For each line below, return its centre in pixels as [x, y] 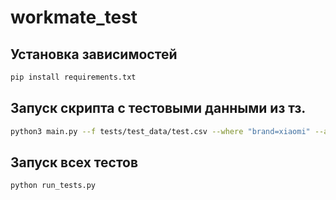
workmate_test [74, 17]
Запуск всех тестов [74, 162]
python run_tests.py [53, 186]
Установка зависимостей [94, 54]
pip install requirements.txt [73, 77]
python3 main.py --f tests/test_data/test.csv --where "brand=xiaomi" [160, 131]
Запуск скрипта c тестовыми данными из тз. [158, 108]
